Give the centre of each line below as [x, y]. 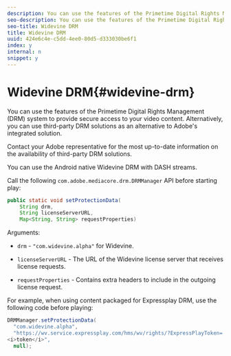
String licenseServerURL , [57, 213]
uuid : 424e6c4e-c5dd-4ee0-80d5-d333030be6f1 [72, 39]
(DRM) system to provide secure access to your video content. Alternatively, [115, 118]
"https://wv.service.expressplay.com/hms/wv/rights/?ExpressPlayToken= [118, 333]
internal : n [24, 52]
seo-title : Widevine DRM [43, 26]
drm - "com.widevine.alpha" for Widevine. [75, 246]
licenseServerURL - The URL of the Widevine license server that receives [120, 259]
